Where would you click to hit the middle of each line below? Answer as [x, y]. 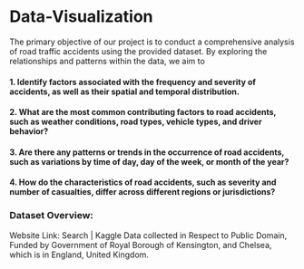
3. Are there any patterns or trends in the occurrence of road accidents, [147, 152]
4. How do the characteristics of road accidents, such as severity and [143, 182]
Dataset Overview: [51, 216]
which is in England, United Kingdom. [79, 255]
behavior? [29, 131]
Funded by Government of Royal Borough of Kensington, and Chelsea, [141, 245]
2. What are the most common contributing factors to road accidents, [143, 112]
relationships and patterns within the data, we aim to [108, 61]
